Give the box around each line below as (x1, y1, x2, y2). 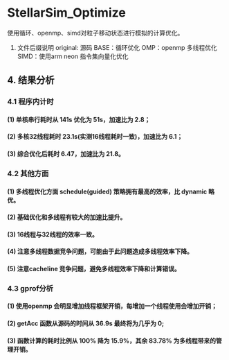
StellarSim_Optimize (7, 5, 126, 21)
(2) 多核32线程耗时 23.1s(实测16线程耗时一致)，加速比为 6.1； (7, 132, 183, 141)
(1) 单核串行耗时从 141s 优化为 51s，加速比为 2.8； (7, 115, 151, 123)
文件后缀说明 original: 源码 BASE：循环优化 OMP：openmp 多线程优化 (17, 43, 217, 51)
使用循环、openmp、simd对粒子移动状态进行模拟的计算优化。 (7, 28, 184, 37)
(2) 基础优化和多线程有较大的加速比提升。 (7, 213, 127, 221)
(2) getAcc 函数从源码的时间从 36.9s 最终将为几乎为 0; (7, 319, 165, 327)
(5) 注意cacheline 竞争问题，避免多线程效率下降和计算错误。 (7, 264, 181, 273)
